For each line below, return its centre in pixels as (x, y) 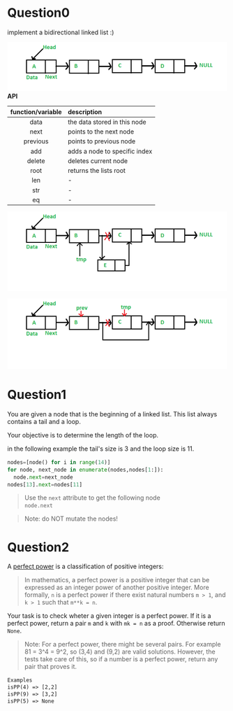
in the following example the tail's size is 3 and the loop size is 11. (101, 449)
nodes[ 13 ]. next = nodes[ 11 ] (45, 484)
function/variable (36, 112)
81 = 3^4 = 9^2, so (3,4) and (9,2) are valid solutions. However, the (120, 652)
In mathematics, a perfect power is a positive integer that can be (117, 580)
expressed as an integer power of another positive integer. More (116, 587)
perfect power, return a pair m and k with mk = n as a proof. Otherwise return (116, 624)
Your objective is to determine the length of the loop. (83, 435)
